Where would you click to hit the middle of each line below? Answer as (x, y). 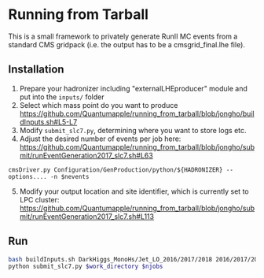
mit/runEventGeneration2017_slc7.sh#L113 (87, 216)
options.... (27, 176)
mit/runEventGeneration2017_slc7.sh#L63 (86, 155)
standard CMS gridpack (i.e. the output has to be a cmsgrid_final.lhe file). (127, 44)
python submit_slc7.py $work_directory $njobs (86, 267)
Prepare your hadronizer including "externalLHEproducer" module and (133, 88)
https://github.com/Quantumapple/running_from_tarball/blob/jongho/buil (137, 113)
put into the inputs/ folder (62, 97)
